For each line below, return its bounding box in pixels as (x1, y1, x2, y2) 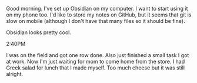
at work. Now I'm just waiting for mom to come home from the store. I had (6, 58, 185, 65)
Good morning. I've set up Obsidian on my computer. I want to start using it (6, 5, 188, 12)
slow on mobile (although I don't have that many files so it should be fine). (6, 18, 185, 24)
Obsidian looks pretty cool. (6, 29, 72, 36)
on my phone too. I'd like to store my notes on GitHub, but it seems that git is (6, 11, 192, 18)
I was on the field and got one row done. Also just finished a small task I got (6, 52, 189, 58)
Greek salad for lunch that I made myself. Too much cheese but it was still (6, 64, 185, 71)
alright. (6, 71, 24, 77)
